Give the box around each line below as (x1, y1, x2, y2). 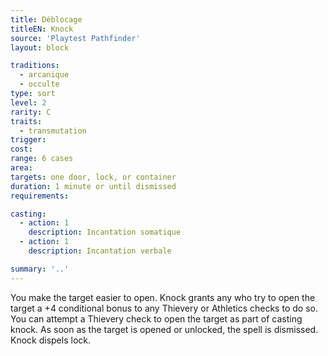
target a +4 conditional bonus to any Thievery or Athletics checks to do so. (10, 302, 318, 314)
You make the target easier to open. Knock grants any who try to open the (10, 291, 316, 303)
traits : (10, 116, 43, 126)
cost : (10, 144, 33, 155)
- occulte (19, 79, 60, 90)
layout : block (10, 42, 70, 53)
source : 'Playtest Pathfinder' (10, 33, 141, 43)
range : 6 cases (10, 154, 74, 164)
